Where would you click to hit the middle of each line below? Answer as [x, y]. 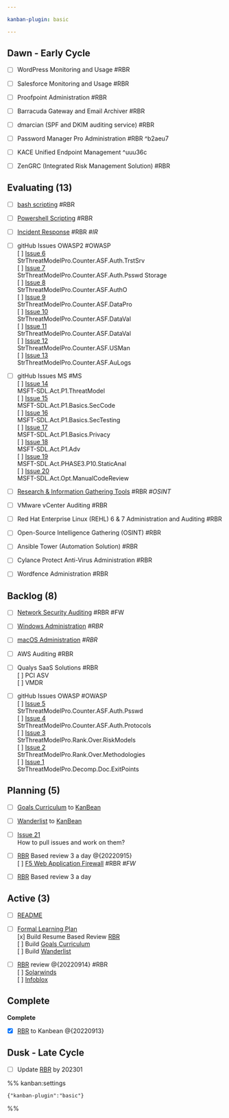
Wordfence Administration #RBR [62, 574]
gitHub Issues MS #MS [49, 376]
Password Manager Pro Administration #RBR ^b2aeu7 [93, 138]
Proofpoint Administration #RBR [62, 97]
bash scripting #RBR [46, 204]
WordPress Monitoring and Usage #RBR [73, 70]
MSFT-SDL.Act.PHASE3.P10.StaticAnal [72, 464]
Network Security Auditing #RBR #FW [71, 612]
